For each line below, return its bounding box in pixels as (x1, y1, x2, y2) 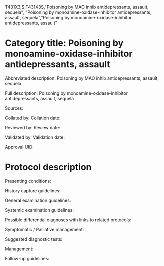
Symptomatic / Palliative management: (5, 226, 84, 232)
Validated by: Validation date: (5, 134, 65, 140)
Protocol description (5, 162, 92, 173)
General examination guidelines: (5, 197, 71, 203)
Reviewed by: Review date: (5, 124, 61, 130)
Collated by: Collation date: (5, 115, 61, 121)
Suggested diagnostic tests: (5, 236, 63, 242)
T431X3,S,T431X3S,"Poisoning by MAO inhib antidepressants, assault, (5, 4, 149, 10)
